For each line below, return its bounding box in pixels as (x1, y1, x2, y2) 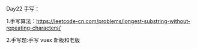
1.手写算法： (6, 18, 37, 25)
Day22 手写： (6, 5, 40, 12)
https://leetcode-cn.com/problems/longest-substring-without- (35, 18, 191, 25)
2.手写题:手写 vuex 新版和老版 (6, 37, 80, 43)
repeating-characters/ (6, 24, 61, 31)
